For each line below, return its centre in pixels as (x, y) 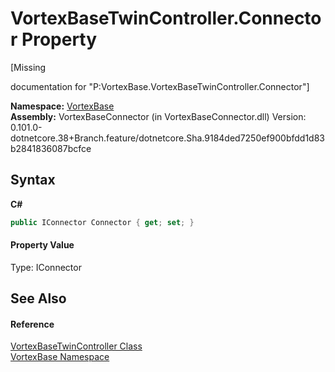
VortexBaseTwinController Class (76, 346)
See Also (38, 298)
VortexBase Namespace (60, 357)
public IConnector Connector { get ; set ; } (102, 222)
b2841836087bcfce (51, 148)
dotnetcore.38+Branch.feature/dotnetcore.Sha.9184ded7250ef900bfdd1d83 (168, 138)
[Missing (28, 67)
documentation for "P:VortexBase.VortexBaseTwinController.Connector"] (160, 86)
